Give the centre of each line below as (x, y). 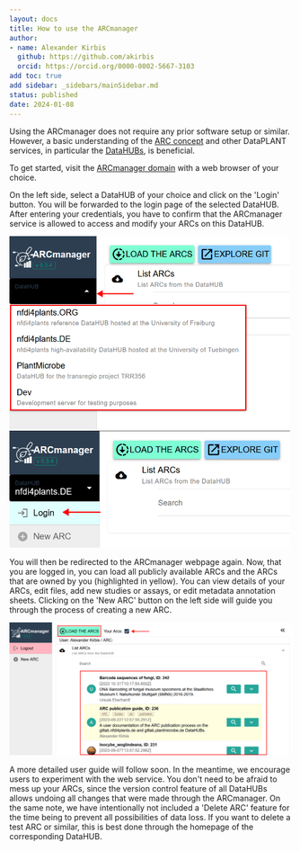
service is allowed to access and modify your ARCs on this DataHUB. (137, 223)
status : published (44, 94)
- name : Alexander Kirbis (57, 48)
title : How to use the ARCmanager (74, 28)
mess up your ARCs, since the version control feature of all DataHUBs (138, 789)
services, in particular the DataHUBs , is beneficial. (102, 150)
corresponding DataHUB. (56, 837)
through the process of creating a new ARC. (91, 609)
